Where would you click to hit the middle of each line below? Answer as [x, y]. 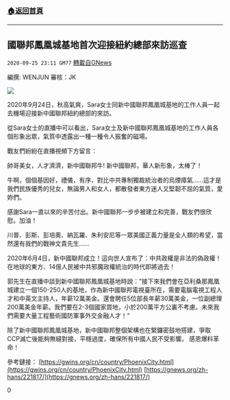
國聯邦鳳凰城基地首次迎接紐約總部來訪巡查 [97, 45]
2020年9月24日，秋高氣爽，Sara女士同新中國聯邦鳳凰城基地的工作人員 [107, 105]
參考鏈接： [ [24, 362]
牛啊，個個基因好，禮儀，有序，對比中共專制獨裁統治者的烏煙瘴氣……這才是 [114, 180]
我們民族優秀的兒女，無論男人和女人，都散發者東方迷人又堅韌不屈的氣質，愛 [115, 189]
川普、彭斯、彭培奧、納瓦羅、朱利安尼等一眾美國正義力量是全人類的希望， [112, 235]
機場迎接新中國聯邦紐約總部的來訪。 [64, 113]
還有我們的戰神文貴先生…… [51, 244]
